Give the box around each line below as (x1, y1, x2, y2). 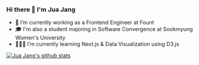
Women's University (15, 34, 66, 41)
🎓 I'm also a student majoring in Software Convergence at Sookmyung (15, 26, 194, 33)
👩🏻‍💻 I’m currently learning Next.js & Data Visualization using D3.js (15, 41, 180, 48)
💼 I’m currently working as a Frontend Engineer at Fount (15, 19, 154, 26)
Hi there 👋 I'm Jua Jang (6, 5, 76, 14)
